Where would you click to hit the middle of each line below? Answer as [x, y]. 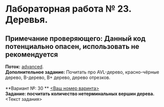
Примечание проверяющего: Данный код [75, 38]
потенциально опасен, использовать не [72, 46]
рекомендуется [32, 54]
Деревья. [27, 20]
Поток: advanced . [25, 66]
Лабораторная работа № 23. [68, 9]
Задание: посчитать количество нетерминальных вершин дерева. [80, 94]
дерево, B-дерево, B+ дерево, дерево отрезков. [58, 77]
